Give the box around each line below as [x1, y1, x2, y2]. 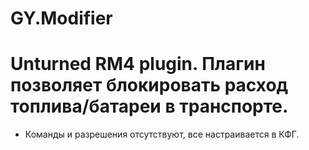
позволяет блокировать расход [10, 74, 289, 97]
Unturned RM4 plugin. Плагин [10, 53, 266, 76]
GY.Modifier [10, 7, 113, 30]
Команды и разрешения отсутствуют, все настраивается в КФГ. [24, 128, 300, 141]
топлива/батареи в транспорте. [10, 95, 289, 118]
